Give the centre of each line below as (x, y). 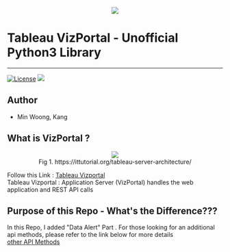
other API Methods (34, 242)
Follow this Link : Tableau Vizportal (56, 175)
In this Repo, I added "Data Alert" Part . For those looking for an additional (111, 227)
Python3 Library (54, 52)
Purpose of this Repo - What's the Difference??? (112, 211)
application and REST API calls (50, 189)
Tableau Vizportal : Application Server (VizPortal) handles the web (100, 182)
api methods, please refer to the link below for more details (90, 235)
